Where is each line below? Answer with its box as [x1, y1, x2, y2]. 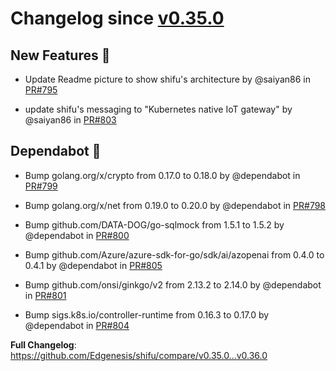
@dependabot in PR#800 [24, 229, 130, 241]
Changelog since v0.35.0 [10, 7, 225, 30]
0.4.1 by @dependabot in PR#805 [24, 259, 163, 271]
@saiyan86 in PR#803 [24, 114, 117, 126]
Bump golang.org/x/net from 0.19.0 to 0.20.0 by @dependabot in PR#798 [24, 199, 327, 211]
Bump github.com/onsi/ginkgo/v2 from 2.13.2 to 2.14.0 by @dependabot [24, 278, 322, 291]
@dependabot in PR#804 [24, 319, 130, 331]
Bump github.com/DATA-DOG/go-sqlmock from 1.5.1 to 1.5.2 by [24, 218, 285, 231]
